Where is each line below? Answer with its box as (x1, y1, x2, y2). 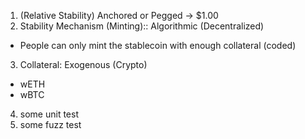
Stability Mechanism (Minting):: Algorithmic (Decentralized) (19, 20, 265, 32)
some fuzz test (19, 119, 82, 130)
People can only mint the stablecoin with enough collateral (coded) (19, 40, 297, 51)
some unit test (19, 108, 79, 120)
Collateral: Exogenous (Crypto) (19, 59, 148, 70)
